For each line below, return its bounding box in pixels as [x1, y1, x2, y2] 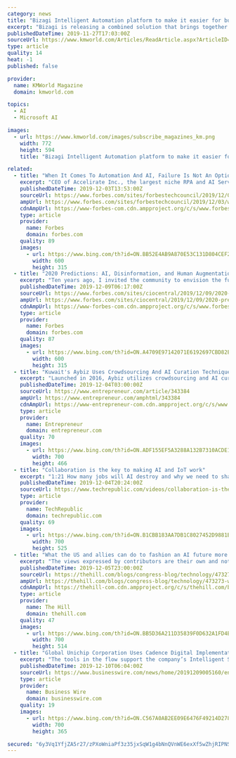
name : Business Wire [25, 688, 86, 696]
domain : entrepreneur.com [25, 427, 102, 435]
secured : [7, 740, 33, 747]
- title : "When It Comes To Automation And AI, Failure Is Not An [13, 172, 212, 179]
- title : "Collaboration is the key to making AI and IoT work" [13, 466, 206, 473]
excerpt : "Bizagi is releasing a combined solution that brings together [7, 23, 228, 30]
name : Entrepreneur [25, 420, 83, 428]
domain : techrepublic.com [25, 512, 102, 519]
